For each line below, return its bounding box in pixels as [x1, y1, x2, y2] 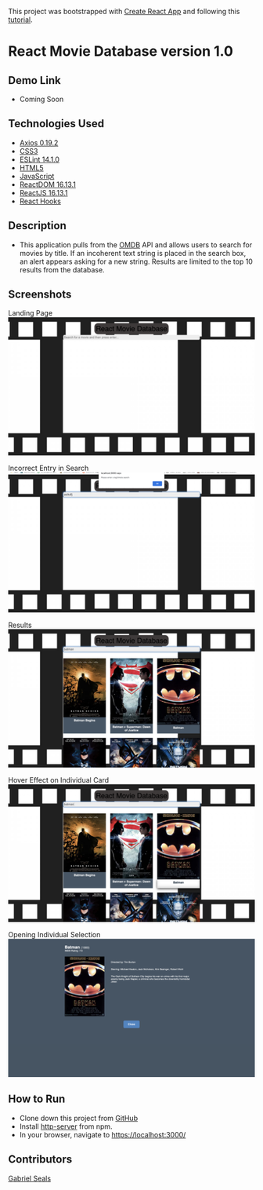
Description [8, 219, 67, 232]
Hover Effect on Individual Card [8, 775, 110, 784]
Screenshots [8, 288, 72, 301]
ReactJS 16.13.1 [19, 188, 68, 197]
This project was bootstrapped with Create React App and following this [8, 7, 240, 16]
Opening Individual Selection [8, 930, 101, 940]
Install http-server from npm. [19, 1122, 113, 1131]
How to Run [8, 1093, 66, 1106]
